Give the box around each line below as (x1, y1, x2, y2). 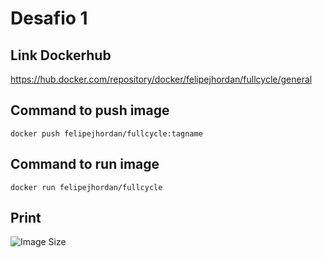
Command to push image (10, 102, 170, 119)
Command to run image (10, 156, 160, 173)
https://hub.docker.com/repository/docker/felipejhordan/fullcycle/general (10, 73, 313, 85)
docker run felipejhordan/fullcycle (10, 182, 163, 192)
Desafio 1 (10, 7, 88, 30)
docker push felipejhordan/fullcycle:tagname (10, 128, 203, 139)
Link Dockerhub (10, 47, 112, 64)
